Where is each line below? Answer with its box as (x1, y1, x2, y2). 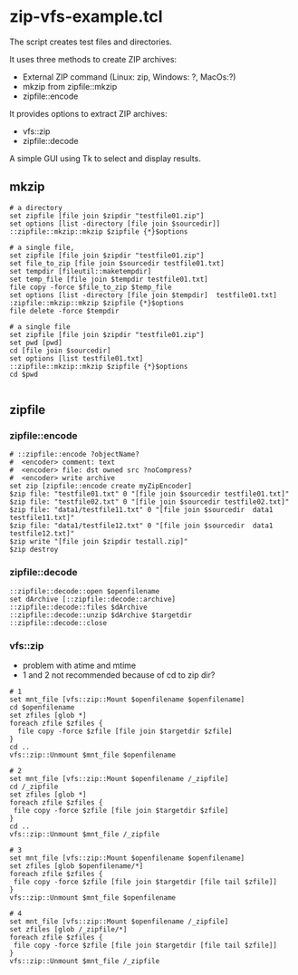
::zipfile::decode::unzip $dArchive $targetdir (9, 610, 193, 620)
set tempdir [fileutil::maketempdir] (9, 266, 152, 275)
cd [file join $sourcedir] (9, 346, 111, 355)
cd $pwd (9, 370, 39, 379)
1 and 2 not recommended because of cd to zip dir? (22, 670, 216, 681)
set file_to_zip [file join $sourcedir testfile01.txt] (9, 258, 225, 268)
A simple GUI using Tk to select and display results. (9, 152, 201, 164)
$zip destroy (9, 545, 59, 555)
